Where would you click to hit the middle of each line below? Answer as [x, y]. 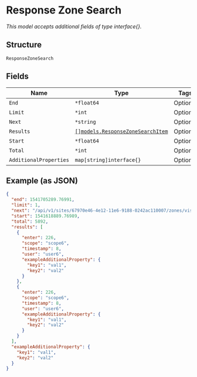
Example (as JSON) [42, 180]
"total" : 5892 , [30, 221]
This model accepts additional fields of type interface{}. [74, 26]
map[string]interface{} [108, 160]
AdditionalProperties [39, 160]
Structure [24, 45]
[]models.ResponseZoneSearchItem [121, 131]
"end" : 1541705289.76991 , [43, 200]
